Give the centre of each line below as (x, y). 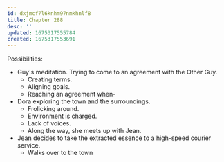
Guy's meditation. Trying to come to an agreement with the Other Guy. (117, 72)
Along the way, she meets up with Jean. (84, 131)
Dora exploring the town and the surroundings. (84, 101)
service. (29, 145)
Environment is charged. (62, 116)
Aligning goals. (49, 87)
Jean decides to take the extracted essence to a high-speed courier (114, 138)
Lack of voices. (49, 123)
